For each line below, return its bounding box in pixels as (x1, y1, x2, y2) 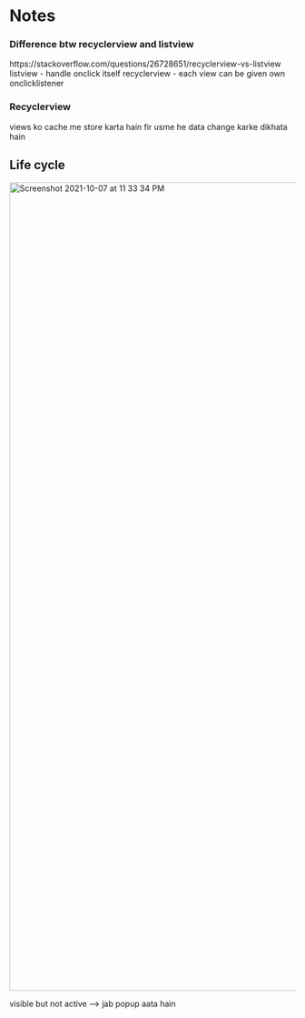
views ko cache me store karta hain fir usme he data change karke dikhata (9, 121, 288, 132)
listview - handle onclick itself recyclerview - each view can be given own (9, 68, 286, 79)
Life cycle (9, 157, 65, 173)
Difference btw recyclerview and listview (9, 38, 194, 51)
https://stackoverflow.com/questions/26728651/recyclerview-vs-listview (9, 58, 281, 69)
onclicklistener (9, 78, 64, 89)
